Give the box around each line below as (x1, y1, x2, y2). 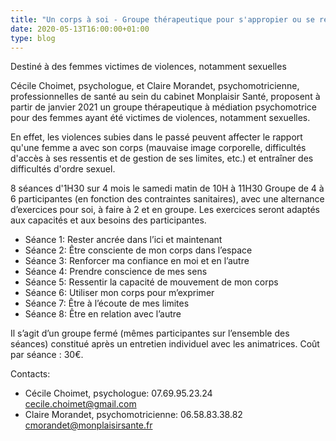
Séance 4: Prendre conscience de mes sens (24, 266, 208, 278)
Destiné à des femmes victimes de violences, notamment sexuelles (10, 61, 287, 73)
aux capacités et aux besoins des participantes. (10, 214, 207, 226)
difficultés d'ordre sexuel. (10, 163, 116, 175)
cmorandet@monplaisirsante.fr (24, 419, 153, 431)
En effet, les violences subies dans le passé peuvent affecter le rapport (10, 131, 303, 143)
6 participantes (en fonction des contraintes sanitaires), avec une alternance (10, 193, 325, 205)
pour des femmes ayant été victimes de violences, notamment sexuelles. (10, 112, 311, 124)
